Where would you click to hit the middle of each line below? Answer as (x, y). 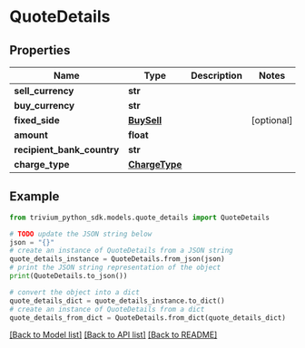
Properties (40, 50)
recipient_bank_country (67, 150)
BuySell (145, 120)
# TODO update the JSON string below (81, 234)
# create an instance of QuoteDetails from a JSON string (121, 251)
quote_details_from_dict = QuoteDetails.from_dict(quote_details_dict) (148, 318)
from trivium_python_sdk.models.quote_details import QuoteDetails (140, 217)
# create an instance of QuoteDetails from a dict (107, 309)
